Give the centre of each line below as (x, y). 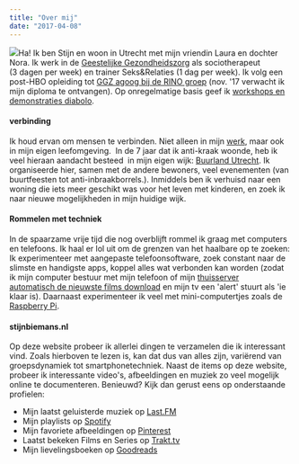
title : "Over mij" (44, 18)
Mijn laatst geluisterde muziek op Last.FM (99, 412)
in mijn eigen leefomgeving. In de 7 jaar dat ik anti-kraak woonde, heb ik (144, 150)
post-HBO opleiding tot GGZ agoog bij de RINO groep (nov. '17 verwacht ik (147, 81)
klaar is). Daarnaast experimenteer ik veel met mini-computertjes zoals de (146, 296)
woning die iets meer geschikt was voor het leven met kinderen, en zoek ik (147, 189)
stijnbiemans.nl (39, 326)
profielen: (27, 394)
